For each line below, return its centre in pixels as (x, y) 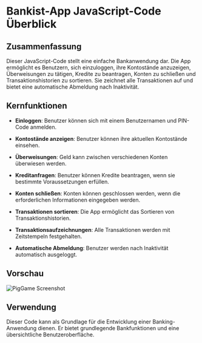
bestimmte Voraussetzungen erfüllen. (62, 182)
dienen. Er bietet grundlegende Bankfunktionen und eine (109, 328)
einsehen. (27, 145)
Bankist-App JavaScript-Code (84, 11)
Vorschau (25, 273)
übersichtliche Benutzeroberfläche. (50, 335)
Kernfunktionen (37, 106)
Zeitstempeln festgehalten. (49, 236)
